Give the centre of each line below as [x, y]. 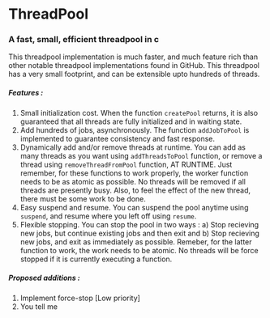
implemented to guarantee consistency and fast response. [118, 139]
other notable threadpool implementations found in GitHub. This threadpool [134, 66]
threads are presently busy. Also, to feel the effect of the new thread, [135, 190]
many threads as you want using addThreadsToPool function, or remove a [141, 156]
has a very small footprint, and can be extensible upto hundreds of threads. [134, 74]
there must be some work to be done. [83, 199]
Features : [26, 93]
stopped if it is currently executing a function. [96, 259]
